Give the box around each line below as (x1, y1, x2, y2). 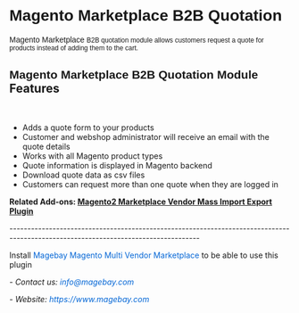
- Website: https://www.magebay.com (9, 293, 150, 304)
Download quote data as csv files (21, 169, 145, 180)
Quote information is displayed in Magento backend (21, 160, 212, 170)
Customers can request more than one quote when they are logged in (21, 178, 279, 189)
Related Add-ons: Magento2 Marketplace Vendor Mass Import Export (9, 196, 272, 207)
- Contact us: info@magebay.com (9, 276, 135, 287)
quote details (21, 141, 71, 152)
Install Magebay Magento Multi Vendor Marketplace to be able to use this (9, 250, 278, 260)
